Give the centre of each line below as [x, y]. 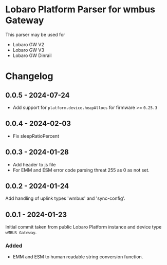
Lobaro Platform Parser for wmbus [80, 10]
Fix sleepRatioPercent [36, 136]
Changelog [29, 76]
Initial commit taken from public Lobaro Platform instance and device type [83, 227]
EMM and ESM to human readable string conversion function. [78, 257]
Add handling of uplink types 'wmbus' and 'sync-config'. [66, 198]
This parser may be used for [35, 34]
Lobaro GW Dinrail [32, 55]
